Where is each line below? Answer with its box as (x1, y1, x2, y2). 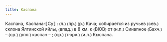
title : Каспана (5, 7, 37, 12)
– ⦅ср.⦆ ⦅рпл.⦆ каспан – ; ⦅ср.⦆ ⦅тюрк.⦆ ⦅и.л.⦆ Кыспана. (5, 31, 113, 37)
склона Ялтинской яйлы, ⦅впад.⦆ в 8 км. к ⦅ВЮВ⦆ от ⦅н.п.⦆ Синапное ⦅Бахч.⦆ (5, 26, 163, 32)
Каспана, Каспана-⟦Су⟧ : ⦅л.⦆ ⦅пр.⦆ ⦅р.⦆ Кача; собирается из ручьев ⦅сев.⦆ (5, 21, 159, 26)
